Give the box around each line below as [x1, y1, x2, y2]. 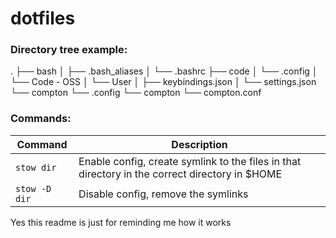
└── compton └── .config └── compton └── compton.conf [10, 87, 262, 99]
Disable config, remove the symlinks [78, 187, 249, 201]
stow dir [15, 162, 57, 173]
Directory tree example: [10, 43, 128, 57]
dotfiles [10, 7, 76, 30]
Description [171, 137, 228, 151]
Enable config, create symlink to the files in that [78, 154, 302, 168]
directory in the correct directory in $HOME [78, 167, 283, 181]
